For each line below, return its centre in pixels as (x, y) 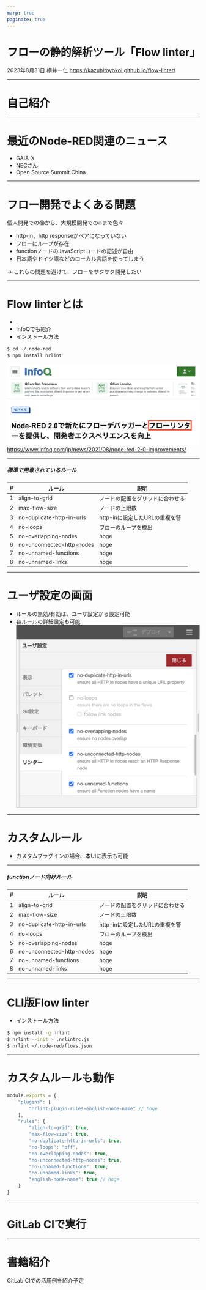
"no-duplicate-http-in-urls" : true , (75, 1141)
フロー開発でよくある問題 (72, 205)
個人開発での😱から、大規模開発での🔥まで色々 (65, 223)
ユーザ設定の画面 (50, 596)
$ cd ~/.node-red (29, 349)
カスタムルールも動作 (61, 1078)
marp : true (21, 13)
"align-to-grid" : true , (59, 1128)
